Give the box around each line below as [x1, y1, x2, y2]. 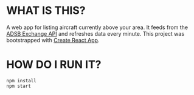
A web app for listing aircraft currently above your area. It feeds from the [6, 24, 189, 31]
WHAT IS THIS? [6, 4, 86, 18]
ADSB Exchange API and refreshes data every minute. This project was [6, 30, 184, 37]
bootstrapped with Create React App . [6, 36, 100, 44]
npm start [6, 83, 32, 89]
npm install [6, 77, 36, 84]
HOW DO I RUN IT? [6, 58, 102, 71]
